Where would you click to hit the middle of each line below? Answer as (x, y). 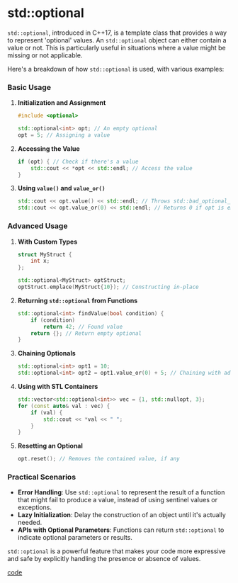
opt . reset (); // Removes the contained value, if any (98, 459)
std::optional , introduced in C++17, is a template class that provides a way (117, 33)
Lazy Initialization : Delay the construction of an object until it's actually (122, 515)
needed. (30, 523)
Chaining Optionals (46, 353)
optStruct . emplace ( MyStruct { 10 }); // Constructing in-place (108, 287)
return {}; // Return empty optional (86, 333)
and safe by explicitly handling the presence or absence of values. (104, 559)
